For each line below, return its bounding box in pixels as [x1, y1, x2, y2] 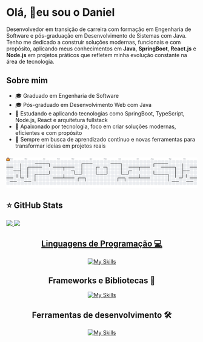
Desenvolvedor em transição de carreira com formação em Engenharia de [6, 26, 191, 33]
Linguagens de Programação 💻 [41, 239, 162, 249]
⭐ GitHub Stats [6, 200, 63, 211]
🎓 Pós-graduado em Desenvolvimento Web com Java [15, 101, 152, 108]
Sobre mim [6, 75, 48, 86]
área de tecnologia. [6, 58, 55, 65]
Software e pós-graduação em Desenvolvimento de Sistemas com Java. [6, 32, 187, 39]
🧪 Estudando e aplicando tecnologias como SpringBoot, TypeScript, [15, 109, 185, 117]
